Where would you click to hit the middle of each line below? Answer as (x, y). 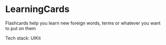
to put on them (21, 28)
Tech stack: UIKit (23, 38)
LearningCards (37, 9)
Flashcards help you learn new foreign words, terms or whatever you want (83, 23)
